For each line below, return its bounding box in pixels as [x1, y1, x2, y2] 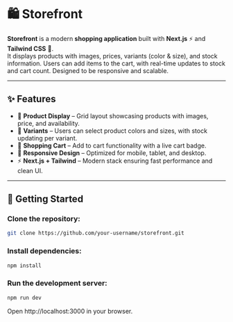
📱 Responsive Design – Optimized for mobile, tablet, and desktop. [17, 148, 207, 157]
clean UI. [17, 166, 43, 175]
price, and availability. [17, 119, 80, 127]
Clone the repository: [7, 214, 81, 224]
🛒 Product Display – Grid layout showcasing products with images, [17, 111, 209, 120]
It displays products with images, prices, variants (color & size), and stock [7, 51, 218, 60]
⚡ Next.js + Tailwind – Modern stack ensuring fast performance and [17, 156, 213, 165]
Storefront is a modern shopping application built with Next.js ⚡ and [7, 34, 206, 42]
